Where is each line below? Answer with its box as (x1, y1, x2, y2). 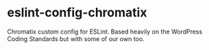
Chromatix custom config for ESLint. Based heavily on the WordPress (7, 27, 203, 36)
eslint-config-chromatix (7, 5, 147, 21)
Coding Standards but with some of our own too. (7, 34, 145, 42)
